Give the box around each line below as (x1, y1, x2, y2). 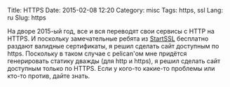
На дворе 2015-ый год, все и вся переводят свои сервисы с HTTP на (7, 27, 215, 35)
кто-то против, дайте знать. (7, 72, 90, 80)
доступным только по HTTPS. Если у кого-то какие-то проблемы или (7, 65, 215, 72)
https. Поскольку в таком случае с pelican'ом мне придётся (7, 49, 187, 58)
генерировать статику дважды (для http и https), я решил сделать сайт (7, 57, 221, 65)
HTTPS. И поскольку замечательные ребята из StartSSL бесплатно (7, 34, 209, 43)
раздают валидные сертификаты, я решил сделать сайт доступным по (7, 42, 219, 50)
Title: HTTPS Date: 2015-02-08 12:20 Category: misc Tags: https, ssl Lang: (7, 6, 223, 14)
